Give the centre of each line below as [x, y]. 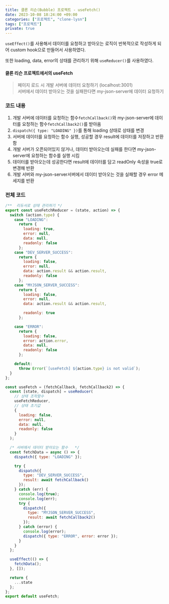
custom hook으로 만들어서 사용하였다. [48, 50]
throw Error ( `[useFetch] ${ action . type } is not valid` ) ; [79, 368]
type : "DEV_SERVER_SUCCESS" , [54, 475]
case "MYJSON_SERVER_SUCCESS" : [47, 285]
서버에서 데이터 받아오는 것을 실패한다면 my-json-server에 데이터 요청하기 [91, 92]
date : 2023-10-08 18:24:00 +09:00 [41, 15]
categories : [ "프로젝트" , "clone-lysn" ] [46, 19]
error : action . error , [46, 341]
